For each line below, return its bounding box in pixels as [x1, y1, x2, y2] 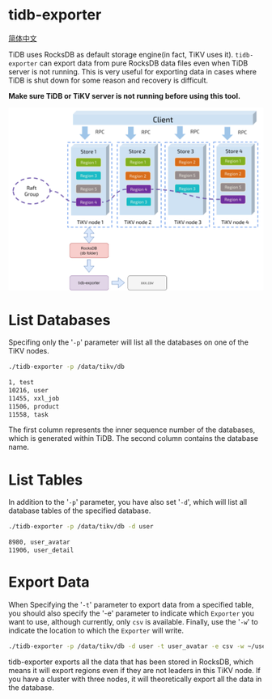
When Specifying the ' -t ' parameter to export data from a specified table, [8, 600, 254, 610]
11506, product [8, 403, 60, 411]
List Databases [8, 311, 111, 329]
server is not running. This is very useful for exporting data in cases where [8, 66, 257, 76]
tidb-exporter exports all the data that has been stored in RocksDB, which [8, 657, 253, 667]
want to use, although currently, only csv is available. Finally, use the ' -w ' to [8, 617, 259, 627]
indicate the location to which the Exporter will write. [8, 625, 185, 636]
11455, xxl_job [8, 395, 60, 403]
